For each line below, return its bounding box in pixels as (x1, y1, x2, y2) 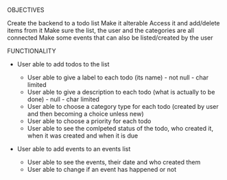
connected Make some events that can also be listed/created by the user (7, 34, 213, 42)
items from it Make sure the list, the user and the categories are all (7, 27, 194, 34)
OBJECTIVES (7, 6, 45, 14)
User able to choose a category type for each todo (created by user (27, 103, 219, 110)
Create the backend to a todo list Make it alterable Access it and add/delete (7, 19, 220, 27)
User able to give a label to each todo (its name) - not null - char (27, 73, 209, 81)
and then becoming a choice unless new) (27, 110, 144, 118)
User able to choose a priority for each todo (27, 117, 152, 125)
